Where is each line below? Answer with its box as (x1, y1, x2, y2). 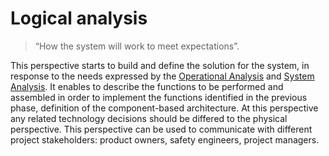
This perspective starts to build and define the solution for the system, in (10, 59, 310, 71)
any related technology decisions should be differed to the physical (10, 112, 288, 124)
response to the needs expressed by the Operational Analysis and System (10, 70, 315, 82)
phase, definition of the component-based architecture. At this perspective (10, 102, 319, 114)
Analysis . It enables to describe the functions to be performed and (10, 80, 284, 92)
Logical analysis (10, 7, 148, 30)
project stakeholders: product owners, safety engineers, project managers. (10, 133, 320, 146)
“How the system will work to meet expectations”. (34, 40, 240, 52)
